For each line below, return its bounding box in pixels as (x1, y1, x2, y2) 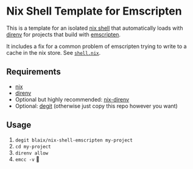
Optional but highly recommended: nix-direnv (15, 95, 130, 103)
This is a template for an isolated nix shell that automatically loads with (6, 24, 183, 32)
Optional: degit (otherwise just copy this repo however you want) (15, 102, 178, 109)
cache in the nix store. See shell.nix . (6, 49, 101, 56)
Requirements (6, 67, 61, 77)
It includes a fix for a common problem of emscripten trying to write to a (6, 43, 187, 50)
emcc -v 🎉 (15, 155, 40, 162)
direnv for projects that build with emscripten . (6, 30, 121, 38)
